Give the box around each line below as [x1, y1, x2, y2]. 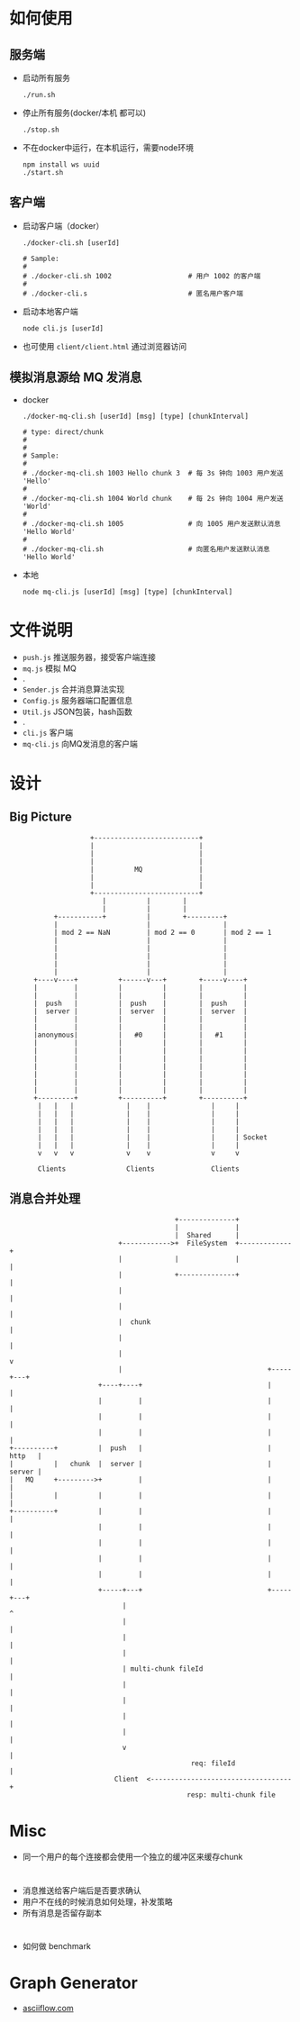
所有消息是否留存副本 [22, 1907, 102, 1918]
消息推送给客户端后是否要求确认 [22, 1884, 141, 1896]
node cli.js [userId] [22, 323, 104, 333]
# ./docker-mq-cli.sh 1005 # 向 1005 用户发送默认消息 [22, 519, 281, 528]
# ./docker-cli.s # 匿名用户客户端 [22, 289, 243, 298]
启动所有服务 [22, 73, 70, 83]
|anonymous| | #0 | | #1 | [32, 1030, 248, 1039]
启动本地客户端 [22, 305, 78, 316]
